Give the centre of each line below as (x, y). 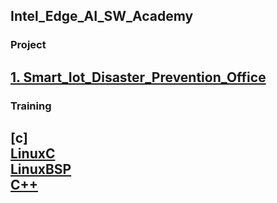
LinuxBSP (41, 169)
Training (31, 106)
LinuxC (33, 154)
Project (28, 45)
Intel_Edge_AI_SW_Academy (102, 16)
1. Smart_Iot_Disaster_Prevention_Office (138, 77)
